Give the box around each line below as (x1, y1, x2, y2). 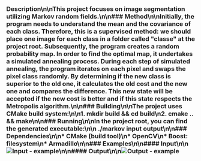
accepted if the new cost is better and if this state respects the (6, 95, 193, 103)
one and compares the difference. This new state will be (6, 87, 173, 95)
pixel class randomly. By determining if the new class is (6, 72, 171, 80)
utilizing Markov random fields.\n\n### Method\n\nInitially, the (6, 12, 195, 20)
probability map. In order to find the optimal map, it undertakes (6, 50, 193, 58)
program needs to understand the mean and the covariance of (6, 20, 191, 28)
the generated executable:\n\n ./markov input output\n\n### (6, 124, 187, 133)
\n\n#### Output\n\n (59, 147, 122, 155)
